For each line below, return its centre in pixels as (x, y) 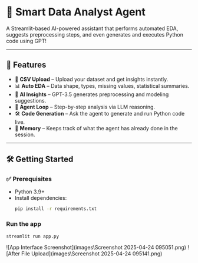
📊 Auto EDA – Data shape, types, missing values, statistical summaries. (102, 86)
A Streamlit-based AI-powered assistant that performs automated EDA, (92, 28)
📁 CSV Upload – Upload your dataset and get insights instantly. (91, 79)
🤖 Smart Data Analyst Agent (76, 12)
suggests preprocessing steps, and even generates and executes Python (95, 34)
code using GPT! (27, 41)
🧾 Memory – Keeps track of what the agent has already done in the (96, 128)
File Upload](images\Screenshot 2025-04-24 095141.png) (92, 254)
